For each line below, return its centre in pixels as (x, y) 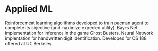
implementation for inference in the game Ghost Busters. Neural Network (79, 33)
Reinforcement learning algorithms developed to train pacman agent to (77, 23)
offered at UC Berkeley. (29, 43)
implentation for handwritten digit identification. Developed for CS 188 (76, 38)
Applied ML (29, 9)
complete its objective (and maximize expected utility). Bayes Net (71, 27)
